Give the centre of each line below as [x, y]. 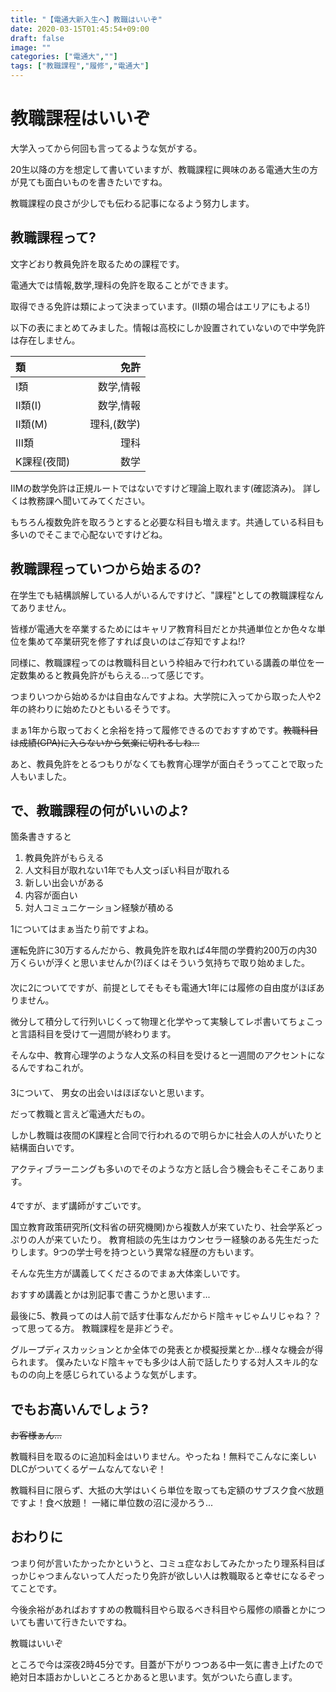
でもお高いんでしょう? [79, 1409]
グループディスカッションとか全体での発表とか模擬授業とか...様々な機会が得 [167, 1350]
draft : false [37, 38]
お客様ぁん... [36, 1435]
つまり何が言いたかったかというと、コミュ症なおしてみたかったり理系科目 [163, 1563]
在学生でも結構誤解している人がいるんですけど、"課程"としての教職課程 [158, 595]
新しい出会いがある [64, 883]
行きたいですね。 [97, 1622]
